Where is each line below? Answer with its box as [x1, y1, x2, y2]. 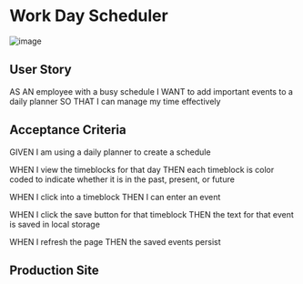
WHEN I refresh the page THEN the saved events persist [9, 236, 221, 247]
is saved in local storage [9, 218, 100, 229]
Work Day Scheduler [9, 5, 168, 26]
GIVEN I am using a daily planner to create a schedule [9, 147, 211, 157]
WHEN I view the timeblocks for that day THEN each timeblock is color [9, 164, 275, 175]
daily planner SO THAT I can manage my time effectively [9, 96, 221, 106]
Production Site [9, 262, 99, 278]
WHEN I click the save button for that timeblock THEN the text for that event [9, 208, 294, 219]
